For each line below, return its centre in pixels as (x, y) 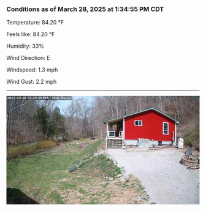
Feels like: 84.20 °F (31, 34)
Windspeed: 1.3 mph (32, 70)
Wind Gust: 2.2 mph (32, 82)
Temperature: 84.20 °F (35, 23)
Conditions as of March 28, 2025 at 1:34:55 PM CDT (85, 9)
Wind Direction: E (28, 58)
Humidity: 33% (25, 46)
